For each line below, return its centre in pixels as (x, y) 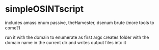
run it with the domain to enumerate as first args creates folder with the (77, 37)
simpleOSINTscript (44, 9)
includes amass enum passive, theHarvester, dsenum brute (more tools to (80, 23)
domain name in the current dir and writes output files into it (66, 42)
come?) (13, 27)
